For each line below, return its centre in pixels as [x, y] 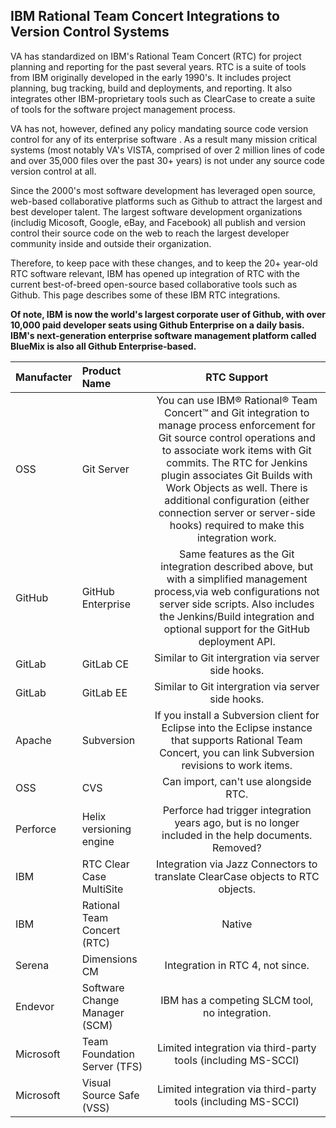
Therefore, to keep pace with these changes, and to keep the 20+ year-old [164, 263]
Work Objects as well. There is [236, 487]
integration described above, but [237, 566]
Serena [32, 965]
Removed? [236, 847]
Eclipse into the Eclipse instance [237, 727]
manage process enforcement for [237, 425]
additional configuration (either [237, 500]
